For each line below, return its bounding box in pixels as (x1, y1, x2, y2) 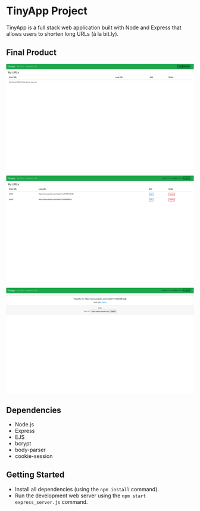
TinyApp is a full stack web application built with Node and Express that (6, 24, 182, 31)
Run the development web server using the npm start (14, 492, 146, 499)
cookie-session (14, 453, 53, 460)
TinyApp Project (6, 4, 88, 18)
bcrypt (14, 440, 32, 447)
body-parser (14, 446, 46, 454)
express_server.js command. (14, 498, 88, 505)
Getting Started (6, 470, 65, 480)
